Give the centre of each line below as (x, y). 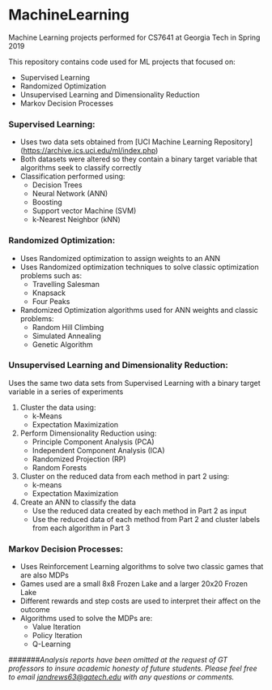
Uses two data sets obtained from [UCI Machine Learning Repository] (136, 142)
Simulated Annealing (66, 336)
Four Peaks (51, 301)
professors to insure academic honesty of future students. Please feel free (133, 669)
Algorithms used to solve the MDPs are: (86, 619)
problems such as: (51, 275)
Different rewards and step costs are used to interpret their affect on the (140, 601)
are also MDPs (44, 575)
